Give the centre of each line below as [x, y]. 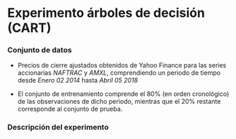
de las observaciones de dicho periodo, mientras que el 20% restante [119, 102]
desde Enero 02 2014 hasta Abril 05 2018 [78, 80]
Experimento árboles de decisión [106, 13]
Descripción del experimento [58, 127]
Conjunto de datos [40, 50]
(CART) [29, 28]
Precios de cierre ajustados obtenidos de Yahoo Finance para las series [122, 66]
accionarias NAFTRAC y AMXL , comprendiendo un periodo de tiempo [119, 73]
